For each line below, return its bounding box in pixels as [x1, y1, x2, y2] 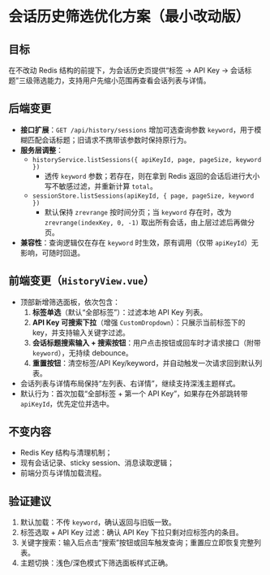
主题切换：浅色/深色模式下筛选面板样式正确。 [19, 558, 173, 568]
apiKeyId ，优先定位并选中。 [19, 399, 114, 408]
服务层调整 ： [19, 145, 63, 155]
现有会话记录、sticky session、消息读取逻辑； [19, 458, 175, 468]
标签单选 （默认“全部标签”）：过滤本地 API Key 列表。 [32, 307, 208, 317]
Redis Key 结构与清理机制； [19, 448, 113, 458]
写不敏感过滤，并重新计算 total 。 [44, 181, 158, 191]
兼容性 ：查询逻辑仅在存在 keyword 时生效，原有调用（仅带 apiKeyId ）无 [19, 237, 259, 247]
